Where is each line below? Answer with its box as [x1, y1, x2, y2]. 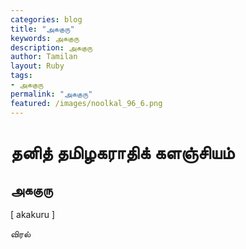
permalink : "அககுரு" [10, 89, 93, 99]
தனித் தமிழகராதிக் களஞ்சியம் [10, 141, 235, 164]
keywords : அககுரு [10, 33, 80, 43]
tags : [10, 71, 33, 81]
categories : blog [10, 14, 83, 25]
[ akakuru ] [10, 208, 56, 220]
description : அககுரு [10, 42, 93, 53]
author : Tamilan [10, 52, 78, 62]
